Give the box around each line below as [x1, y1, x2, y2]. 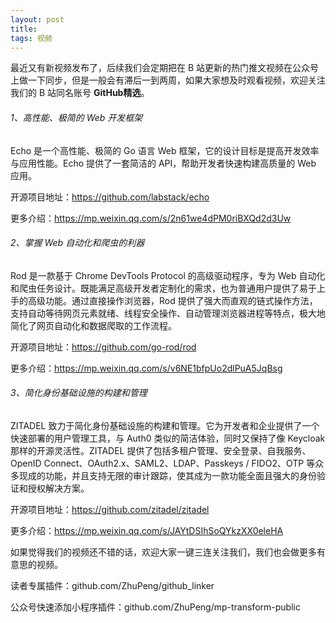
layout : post [10, 14, 65, 25]
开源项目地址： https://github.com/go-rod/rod [10, 341, 197, 353]
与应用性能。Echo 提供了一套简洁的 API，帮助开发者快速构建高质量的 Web [10, 157, 317, 169]
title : [10, 24, 38, 34]
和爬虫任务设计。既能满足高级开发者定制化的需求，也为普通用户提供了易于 [10, 282, 317, 294]
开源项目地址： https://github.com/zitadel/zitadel [10, 503, 210, 515]
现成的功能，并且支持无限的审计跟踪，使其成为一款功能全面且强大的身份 [18, 469, 317, 481]
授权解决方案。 [27, 482, 90, 494]
